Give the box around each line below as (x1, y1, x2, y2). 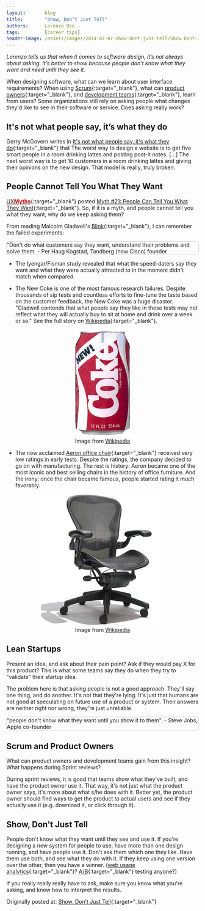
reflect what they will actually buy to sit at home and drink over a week (15, 310, 193, 318)
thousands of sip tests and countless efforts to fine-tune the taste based (15, 291, 198, 299)
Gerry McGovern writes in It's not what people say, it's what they (6, 137, 170, 145)
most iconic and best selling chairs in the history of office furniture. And (15, 468, 196, 476)
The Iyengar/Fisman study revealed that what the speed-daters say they (15, 260, 197, 267)
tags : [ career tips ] (6, 29, 81, 35)
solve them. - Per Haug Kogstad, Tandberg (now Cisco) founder (7, 247, 168, 255)
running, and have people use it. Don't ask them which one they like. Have (6, 849, 193, 856)
